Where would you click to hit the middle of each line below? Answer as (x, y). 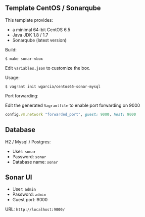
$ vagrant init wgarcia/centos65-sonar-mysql (53, 87)
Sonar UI (19, 177)
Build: (11, 49)
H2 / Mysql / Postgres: (28, 142)
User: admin (24, 189)
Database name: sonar (35, 162)
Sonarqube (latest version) (39, 40)
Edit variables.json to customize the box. (48, 68)
